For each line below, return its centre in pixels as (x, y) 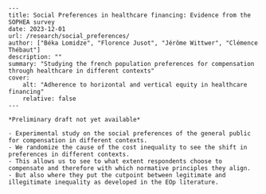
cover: (19, 78)
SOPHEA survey (32, 22)
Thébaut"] (25, 50)
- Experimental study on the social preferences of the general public (129, 134)
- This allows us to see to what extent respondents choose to (115, 161)
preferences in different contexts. (69, 154)
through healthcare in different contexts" (82, 71)
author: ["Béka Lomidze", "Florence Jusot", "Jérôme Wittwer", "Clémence (133, 43)
